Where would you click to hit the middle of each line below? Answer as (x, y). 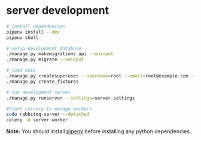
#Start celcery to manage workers (49, 109)
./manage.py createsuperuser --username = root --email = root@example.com (97, 76)
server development (58, 10)
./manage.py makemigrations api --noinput (60, 54)
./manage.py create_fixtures (42, 82)
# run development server (38, 92)
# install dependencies (36, 26)
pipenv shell (22, 37)
